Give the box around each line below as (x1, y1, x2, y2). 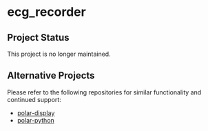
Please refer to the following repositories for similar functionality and (7, 88, 202, 97)
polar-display (17, 108, 55, 117)
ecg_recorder (7, 4, 86, 20)
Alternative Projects (7, 70, 95, 81)
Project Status (7, 32, 70, 43)
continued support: (7, 95, 62, 103)
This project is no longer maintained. (7, 50, 112, 58)
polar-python (17, 116, 55, 124)
